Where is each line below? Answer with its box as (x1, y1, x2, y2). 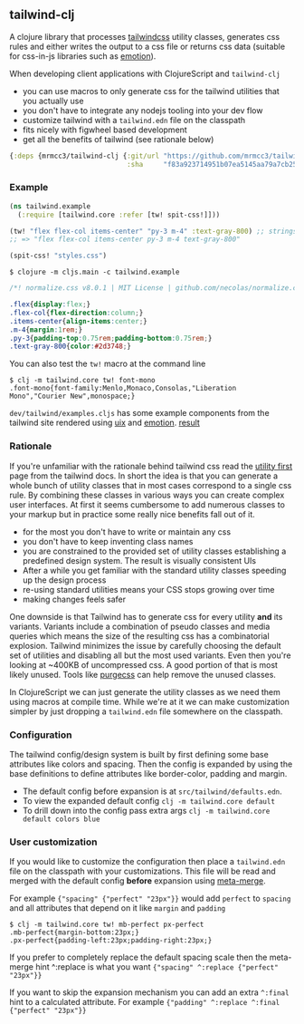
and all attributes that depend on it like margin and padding (9, 903, 226, 913)
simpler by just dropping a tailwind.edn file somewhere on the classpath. (9, 706, 283, 717)
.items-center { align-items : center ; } (9, 316, 147, 325)
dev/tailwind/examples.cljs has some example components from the (9, 408, 270, 419)
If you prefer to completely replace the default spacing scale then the (9, 952, 268, 963)
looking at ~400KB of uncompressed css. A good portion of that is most (9, 659, 279, 670)
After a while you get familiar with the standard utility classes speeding (22, 565, 287, 575)
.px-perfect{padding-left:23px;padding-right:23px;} (9, 936, 213, 945)
